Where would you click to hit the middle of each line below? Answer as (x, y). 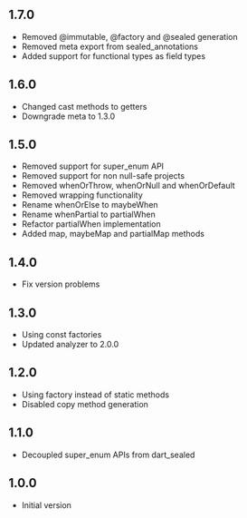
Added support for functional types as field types (113, 56)
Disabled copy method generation (85, 404)
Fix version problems (61, 284)
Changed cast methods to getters (84, 106)
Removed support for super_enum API (93, 166)
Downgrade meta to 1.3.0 (68, 116)
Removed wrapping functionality (82, 195)
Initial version (46, 505)
